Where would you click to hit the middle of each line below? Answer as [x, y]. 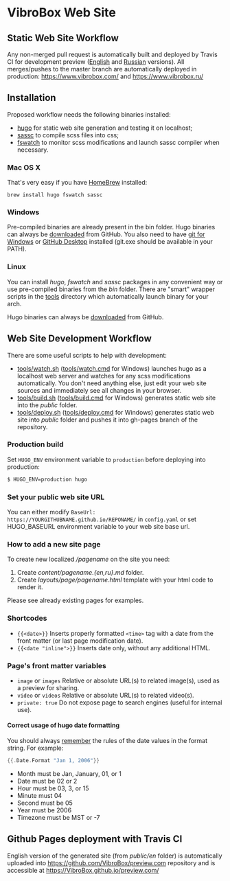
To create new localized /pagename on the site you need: [89, 559]
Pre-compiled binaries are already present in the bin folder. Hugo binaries [111, 227]
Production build [35, 444]
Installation [32, 98]
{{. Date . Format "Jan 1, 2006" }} [53, 761]
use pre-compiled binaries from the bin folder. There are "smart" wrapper [111, 289]
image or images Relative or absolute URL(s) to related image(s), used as [118, 680]
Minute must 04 [39, 795]
